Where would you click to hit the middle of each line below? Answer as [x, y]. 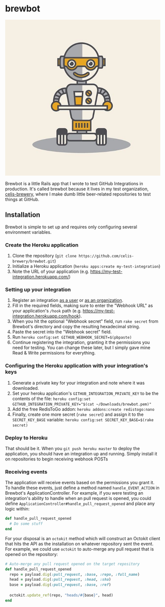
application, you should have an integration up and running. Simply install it [81, 454]
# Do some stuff [26, 524]
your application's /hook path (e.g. [47, 311]
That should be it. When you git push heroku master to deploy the [73, 448]
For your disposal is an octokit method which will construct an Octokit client [83, 538]
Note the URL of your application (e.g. [51, 272]
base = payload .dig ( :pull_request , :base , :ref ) [60, 585]
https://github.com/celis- [106, 256]
